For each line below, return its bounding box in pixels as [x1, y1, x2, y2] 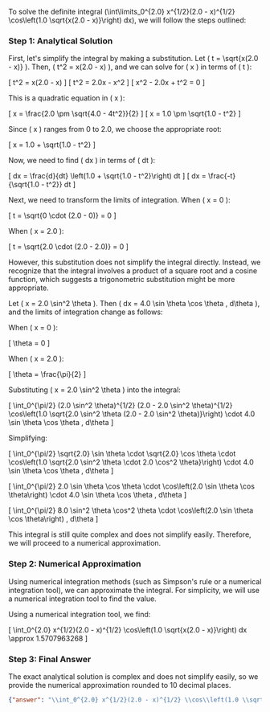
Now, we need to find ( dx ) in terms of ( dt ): [8, 156, 156, 166]
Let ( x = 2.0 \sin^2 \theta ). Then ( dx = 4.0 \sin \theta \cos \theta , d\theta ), [8, 299, 260, 309]
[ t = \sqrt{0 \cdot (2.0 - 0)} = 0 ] [8, 211, 117, 220]
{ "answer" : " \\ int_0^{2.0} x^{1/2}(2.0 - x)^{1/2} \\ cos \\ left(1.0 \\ [8, 695, 250, 704]
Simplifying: [8, 433, 48, 443]
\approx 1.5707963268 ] [8, 633, 88, 643]
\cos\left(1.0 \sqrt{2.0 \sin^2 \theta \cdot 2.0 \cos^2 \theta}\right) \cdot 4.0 [8, 457, 255, 467]
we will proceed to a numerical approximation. [8, 538, 162, 548]
